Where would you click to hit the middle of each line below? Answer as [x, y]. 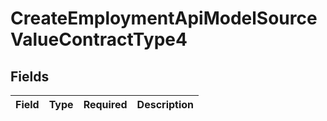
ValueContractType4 [99, 39]
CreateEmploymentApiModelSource [164, 18]
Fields [30, 76]
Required [105, 104]
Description [165, 104]
